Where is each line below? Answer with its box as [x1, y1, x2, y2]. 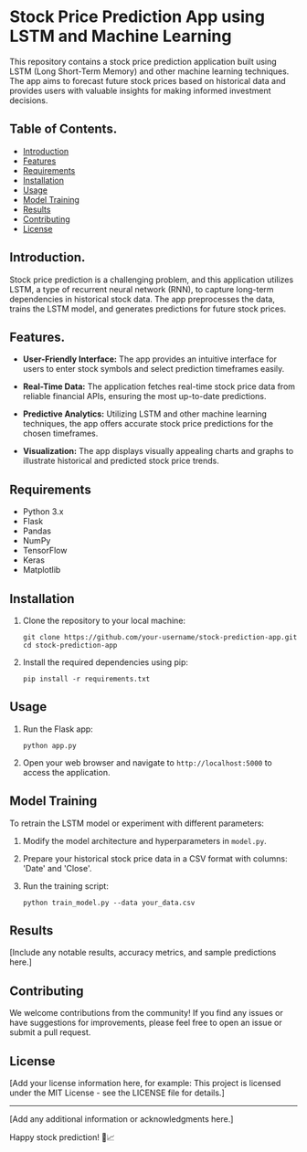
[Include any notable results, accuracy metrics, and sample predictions [9, 947, 277, 958]
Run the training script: [22, 880, 110, 892]
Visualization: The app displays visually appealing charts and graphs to [22, 446, 294, 457]
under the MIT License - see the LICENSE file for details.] [9, 1087, 226, 1098]
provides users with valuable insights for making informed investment [9, 85, 271, 96]
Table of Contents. [9, 122, 118, 137]
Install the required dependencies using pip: [22, 657, 189, 668]
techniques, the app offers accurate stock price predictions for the [22, 418, 274, 429]
